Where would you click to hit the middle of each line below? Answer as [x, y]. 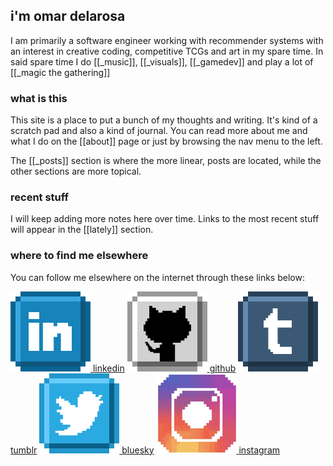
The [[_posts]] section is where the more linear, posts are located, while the [166, 161]
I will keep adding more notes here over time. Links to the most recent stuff [165, 219]
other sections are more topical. [76, 171]
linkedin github [164, 368]
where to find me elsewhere [79, 256]
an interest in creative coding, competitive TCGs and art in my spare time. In [167, 51]
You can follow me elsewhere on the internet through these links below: [157, 277]
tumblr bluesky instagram [145, 450]
